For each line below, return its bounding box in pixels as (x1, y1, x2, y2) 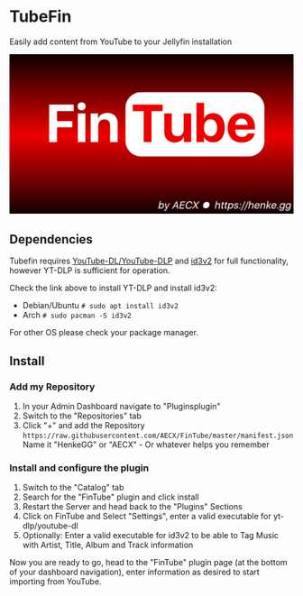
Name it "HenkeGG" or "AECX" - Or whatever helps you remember (22, 439, 270, 450)
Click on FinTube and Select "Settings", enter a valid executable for (22, 511, 272, 522)
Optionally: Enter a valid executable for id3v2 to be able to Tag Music (22, 530, 280, 541)
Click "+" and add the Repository (22, 419, 146, 430)
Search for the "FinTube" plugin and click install (22, 491, 200, 502)
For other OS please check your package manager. (9, 327, 198, 338)
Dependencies (9, 232, 93, 247)
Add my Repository (9, 381, 96, 393)
